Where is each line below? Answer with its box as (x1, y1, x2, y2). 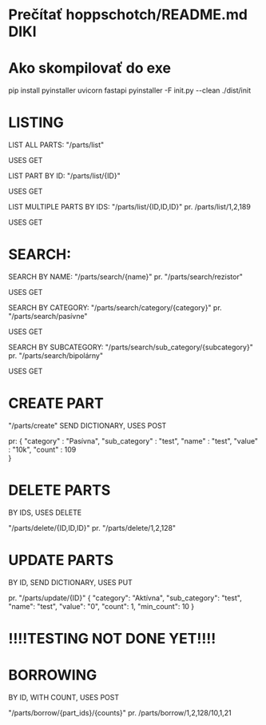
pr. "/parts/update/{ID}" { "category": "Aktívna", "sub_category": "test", (8, 593, 242, 603)
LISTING (8, 114, 64, 132)
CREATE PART (8, 394, 104, 412)
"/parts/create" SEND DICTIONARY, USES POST (8, 420, 167, 430)
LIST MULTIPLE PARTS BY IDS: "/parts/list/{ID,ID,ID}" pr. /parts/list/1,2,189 (8, 202, 252, 212)
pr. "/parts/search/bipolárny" (8, 351, 104, 361)
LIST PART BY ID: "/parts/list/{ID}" (8, 171, 121, 181)
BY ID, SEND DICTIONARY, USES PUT (8, 577, 133, 587)
